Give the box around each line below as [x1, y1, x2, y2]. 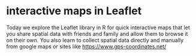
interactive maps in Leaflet [6, 4, 142, 18]
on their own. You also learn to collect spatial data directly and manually [6, 36, 184, 43]
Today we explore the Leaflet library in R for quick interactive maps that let [6, 24, 190, 31]
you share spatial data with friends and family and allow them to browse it [6, 30, 188, 37]
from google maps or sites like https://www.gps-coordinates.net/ [6, 43, 167, 50]
